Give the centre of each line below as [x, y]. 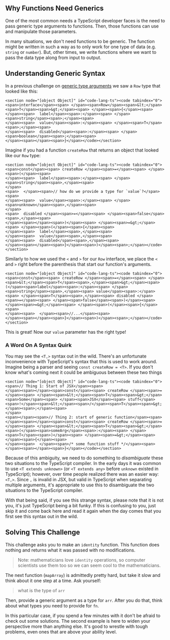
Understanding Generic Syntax [55, 74]
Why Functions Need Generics [55, 8]
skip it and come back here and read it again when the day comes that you [83, 511]
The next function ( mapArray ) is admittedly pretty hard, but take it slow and [83, 575]
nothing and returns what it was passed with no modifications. [70, 550]
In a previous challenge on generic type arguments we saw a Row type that [83, 85]
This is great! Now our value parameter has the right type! [66, 332]
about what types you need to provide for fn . [52, 605]
